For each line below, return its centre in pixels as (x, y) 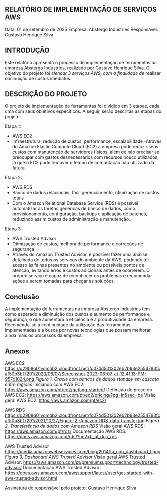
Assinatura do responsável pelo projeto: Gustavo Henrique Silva (71, 488)
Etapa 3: (14, 229)
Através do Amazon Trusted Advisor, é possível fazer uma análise (80, 255)
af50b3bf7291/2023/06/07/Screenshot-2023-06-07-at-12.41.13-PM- (76, 374)
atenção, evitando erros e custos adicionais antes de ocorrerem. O (81, 270)
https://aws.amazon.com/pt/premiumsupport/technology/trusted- (91, 462)
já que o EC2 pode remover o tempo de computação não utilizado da (83, 163)
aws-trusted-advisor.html (31, 478)
